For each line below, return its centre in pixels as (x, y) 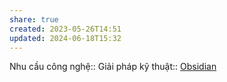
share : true (34, 19)
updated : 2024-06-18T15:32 (65, 38)
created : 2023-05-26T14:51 (65, 29)
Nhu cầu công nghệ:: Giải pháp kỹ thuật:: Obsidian (113, 67)
